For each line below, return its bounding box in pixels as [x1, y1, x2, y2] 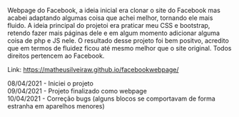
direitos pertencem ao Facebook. [7, 51, 105, 60]
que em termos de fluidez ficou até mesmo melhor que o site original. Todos [7, 44, 232, 52]
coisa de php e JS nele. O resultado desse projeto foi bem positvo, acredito [7, 36, 230, 45]
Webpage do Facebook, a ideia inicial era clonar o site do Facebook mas [7, 6, 221, 14]
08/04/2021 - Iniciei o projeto [7, 79, 94, 88]
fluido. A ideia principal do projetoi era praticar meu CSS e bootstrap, [7, 21, 210, 29]
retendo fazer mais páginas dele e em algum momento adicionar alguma [7, 29, 220, 37]
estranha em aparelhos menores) [7, 102, 105, 110]
